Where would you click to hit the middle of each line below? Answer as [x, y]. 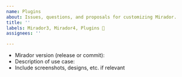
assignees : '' [24, 34]
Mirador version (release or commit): [60, 55]
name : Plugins [24, 11]
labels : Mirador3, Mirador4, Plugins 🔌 [56, 28]
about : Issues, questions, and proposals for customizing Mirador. [92, 17]
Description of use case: [45, 62]
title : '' [18, 22]
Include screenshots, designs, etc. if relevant [70, 68]
